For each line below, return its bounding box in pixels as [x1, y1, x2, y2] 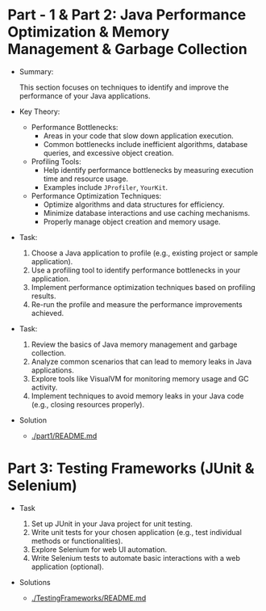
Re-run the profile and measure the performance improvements [31, 299, 243, 309]
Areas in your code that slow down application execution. [43, 131, 235, 141]
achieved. [31, 308, 64, 318]
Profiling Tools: [31, 156, 81, 166]
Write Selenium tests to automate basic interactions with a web [31, 553, 241, 563]
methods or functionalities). [31, 536, 123, 546]
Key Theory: [19, 107, 60, 116]
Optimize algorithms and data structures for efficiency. [43, 200, 225, 209]
